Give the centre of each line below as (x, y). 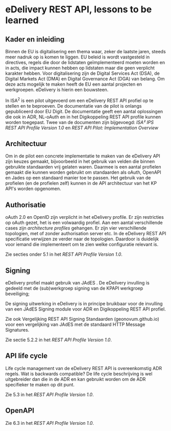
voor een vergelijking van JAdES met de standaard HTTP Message (75, 324)
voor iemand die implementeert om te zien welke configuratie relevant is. (82, 244)
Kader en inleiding (35, 39)
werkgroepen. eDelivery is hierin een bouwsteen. (57, 90)
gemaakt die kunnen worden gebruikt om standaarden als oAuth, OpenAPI (83, 172)
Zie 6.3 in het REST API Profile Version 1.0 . (50, 423)
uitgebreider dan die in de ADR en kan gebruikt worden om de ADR (76, 379)
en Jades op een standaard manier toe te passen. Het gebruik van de (78, 178)
